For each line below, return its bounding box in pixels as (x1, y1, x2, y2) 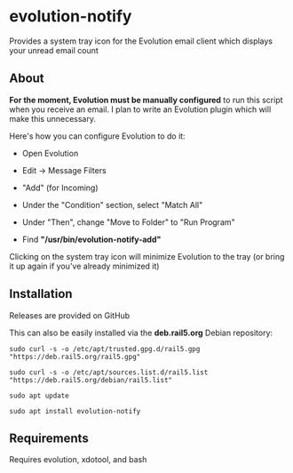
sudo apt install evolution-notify (9, 406, 141, 415)
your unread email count (9, 44, 99, 55)
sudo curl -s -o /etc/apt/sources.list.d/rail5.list (9, 367, 209, 377)
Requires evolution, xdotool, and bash (9, 454, 147, 465)
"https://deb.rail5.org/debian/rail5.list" (9, 375, 173, 384)
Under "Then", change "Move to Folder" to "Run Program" (21, 216, 235, 228)
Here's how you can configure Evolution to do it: (9, 131, 186, 141)
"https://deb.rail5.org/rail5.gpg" (9, 352, 141, 361)
